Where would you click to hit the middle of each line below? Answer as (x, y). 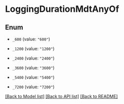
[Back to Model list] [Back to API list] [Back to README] (62, 96)
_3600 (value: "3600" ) (33, 68)
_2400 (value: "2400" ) (33, 58)
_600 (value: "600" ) (31, 39)
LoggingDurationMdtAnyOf (62, 9)
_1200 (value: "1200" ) (33, 49)
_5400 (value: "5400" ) (33, 77)
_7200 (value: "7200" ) (33, 87)
